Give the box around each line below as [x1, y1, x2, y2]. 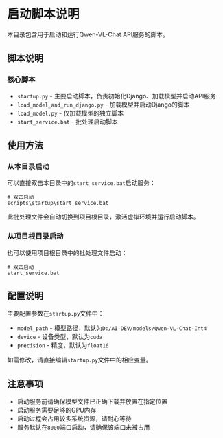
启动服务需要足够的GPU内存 [16, 406, 97, 415]
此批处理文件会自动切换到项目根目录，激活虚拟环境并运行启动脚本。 [7, 212, 200, 221]
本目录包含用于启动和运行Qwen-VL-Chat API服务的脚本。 [7, 30, 169, 39]
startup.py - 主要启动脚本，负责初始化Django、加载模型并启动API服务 [16, 91, 216, 100]
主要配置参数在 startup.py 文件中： [7, 309, 104, 318]
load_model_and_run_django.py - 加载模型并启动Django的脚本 [16, 100, 190, 109]
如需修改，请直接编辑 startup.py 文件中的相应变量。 [7, 355, 152, 364]
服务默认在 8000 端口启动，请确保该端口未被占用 [16, 424, 150, 432]
